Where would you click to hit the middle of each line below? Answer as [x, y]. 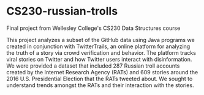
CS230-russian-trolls [62, 11]
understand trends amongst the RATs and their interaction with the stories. [100, 85]
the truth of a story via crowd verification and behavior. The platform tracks [101, 52]
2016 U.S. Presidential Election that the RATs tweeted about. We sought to [100, 79]
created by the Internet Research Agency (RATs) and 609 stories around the [102, 72]
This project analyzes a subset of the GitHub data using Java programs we [100, 40]
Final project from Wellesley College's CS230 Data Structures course [93, 28]
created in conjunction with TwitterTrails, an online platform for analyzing [98, 46]
